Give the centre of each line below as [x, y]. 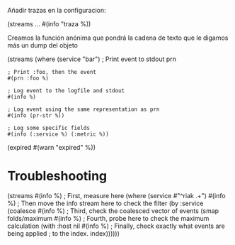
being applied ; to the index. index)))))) [64, 233]
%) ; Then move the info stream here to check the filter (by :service [105, 203]
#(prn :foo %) [28, 78]
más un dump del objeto [42, 45]
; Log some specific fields [49, 128]
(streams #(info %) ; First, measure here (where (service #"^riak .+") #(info [116, 195]
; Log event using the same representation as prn [84, 109]
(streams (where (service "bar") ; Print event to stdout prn [92, 59]
